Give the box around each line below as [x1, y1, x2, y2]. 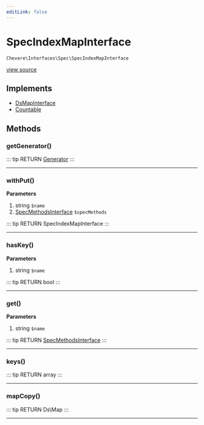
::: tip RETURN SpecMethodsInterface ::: [6, 336, 107, 344]
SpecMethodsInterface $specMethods [15, 208, 107, 216]
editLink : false [6, 8, 47, 15]
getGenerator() [6, 141, 52, 150]
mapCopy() [6, 392, 41, 401]
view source [6, 66, 37, 73]
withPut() [6, 176, 35, 185]
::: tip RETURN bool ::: [6, 278, 61, 285]
